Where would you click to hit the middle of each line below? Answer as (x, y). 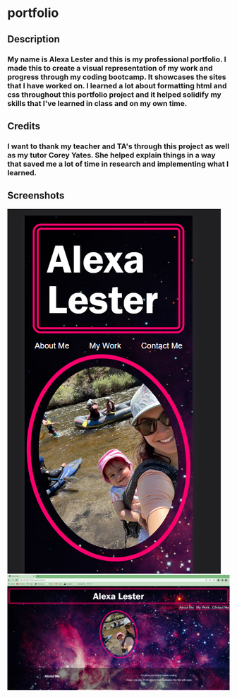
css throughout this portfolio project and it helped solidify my (115, 95)
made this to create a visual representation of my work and (110, 68)
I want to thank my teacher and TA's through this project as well (119, 146)
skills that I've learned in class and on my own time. (97, 103)
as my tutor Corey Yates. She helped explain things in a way (112, 155)
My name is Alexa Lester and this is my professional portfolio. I (117, 59)
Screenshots (36, 196)
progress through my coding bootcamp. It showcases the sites (117, 77)
